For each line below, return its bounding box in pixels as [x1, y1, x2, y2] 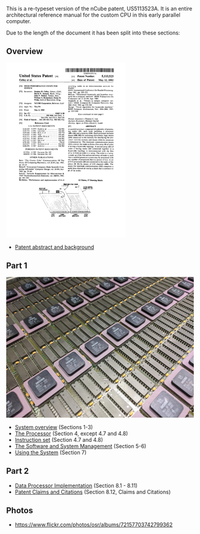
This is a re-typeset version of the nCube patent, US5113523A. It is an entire [6, 5, 192, 12]
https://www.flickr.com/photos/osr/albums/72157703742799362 [14, 521, 173, 529]
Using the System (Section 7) [14, 449, 87, 456]
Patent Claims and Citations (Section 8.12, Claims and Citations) [14, 488, 171, 495]
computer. [6, 18, 32, 24]
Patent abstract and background [14, 243, 94, 251]
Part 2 [6, 466, 29, 476]
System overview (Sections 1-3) [14, 423, 93, 430]
